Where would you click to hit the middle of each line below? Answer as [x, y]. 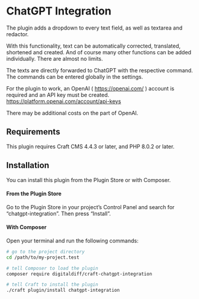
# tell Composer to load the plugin [52, 268]
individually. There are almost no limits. [55, 58]
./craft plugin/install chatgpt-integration [63, 291]
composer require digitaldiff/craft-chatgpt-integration [79, 274]
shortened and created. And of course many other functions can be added [99, 52]
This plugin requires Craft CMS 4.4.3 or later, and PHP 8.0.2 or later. [90, 146]
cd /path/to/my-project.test [43, 257]
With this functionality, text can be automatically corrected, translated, [93, 46]
